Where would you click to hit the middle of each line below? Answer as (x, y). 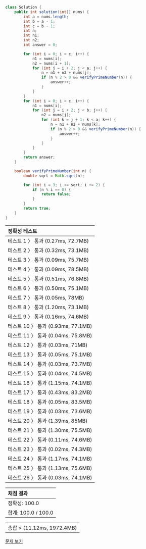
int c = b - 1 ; (39, 26)
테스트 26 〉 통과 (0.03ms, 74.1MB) (50, 477)
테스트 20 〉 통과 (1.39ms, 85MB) (48, 421)
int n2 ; (31, 40)
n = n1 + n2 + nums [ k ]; (75, 124)
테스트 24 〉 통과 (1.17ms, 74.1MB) (50, 459)
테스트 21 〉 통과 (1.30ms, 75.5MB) (50, 430)
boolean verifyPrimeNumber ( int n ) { (53, 171)
